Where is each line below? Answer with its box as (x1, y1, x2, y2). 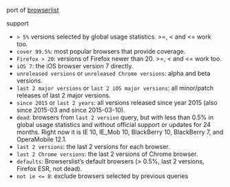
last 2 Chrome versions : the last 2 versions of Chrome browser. (16, 150, 198, 158)
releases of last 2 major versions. (16, 91, 111, 99)
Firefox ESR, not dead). (16, 165, 83, 173)
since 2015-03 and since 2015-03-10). (16, 106, 125, 114)
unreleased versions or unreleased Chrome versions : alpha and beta (16, 69, 211, 77)
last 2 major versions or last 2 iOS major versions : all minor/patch (16, 84, 214, 92)
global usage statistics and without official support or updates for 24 (16, 121, 211, 128)
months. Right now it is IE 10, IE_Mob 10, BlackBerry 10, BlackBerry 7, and (16, 128, 224, 136)
